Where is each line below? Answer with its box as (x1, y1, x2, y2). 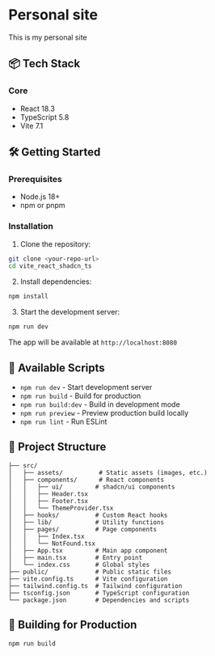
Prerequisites (8, 173, 62, 184)
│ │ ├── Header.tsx (8, 489, 89, 498)
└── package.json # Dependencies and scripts (8, 596, 190, 604)
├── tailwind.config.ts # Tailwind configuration (8, 582, 183, 590)
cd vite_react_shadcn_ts (8, 262, 92, 270)
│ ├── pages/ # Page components (8, 525, 158, 533)
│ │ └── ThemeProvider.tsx (8, 504, 114, 512)
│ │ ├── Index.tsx (8, 532, 85, 540)
